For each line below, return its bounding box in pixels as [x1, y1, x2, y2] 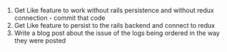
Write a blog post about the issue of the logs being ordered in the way [14, 28, 220, 37]
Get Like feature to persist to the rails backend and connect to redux [14, 21, 216, 29]
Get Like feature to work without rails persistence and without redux [14, 6, 214, 14]
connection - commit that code [14, 14, 106, 22]
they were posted [14, 36, 66, 45]
